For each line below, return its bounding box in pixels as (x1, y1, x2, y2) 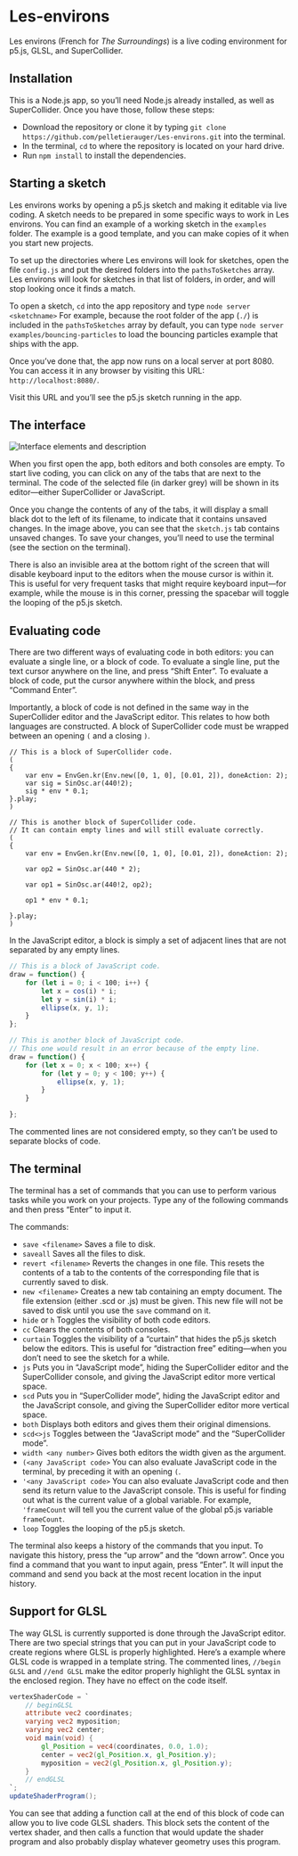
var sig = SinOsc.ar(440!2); (25, 779, 133, 788)
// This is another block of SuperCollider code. (9, 818, 197, 827)
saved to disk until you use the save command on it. (21, 1305, 212, 1316)
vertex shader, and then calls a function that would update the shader (9, 1827, 264, 1838)
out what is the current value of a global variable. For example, (21, 1494, 252, 1505)
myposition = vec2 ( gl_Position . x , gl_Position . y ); (41, 1759, 233, 1768)
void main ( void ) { (25, 1734, 93, 1743)
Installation (9, 71, 73, 87)
